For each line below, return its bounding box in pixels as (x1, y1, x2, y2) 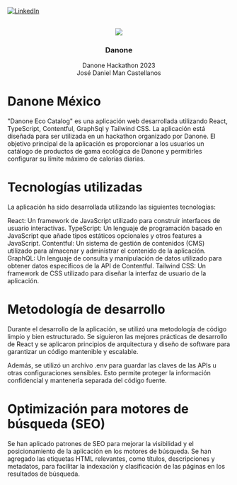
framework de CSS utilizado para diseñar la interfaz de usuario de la (7, 269, 207, 278)
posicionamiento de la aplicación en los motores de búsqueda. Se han (7, 447, 212, 456)
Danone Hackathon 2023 (82, 61, 156, 70)
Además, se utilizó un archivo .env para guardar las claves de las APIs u (7, 361, 217, 370)
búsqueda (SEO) (7, 416, 106, 432)
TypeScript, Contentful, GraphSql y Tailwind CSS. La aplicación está (7, 125, 206, 133)
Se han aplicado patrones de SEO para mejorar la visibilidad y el (7, 440, 195, 448)
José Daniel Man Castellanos (76, 69, 161, 77)
